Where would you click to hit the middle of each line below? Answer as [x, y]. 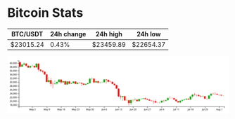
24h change [68, 34]
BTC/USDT [27, 34]
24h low [148, 34]
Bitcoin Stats [45, 13]
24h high [109, 34]
